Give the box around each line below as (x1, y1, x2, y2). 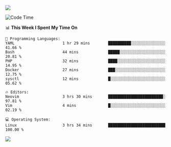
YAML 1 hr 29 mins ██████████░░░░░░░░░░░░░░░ (5, 41, 166, 46)
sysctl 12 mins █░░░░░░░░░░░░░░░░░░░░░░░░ (5, 76, 166, 81)
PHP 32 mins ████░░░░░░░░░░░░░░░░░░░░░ (5, 58, 166, 64)
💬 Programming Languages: (5, 36, 60, 41)
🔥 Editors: (5, 90, 29, 95)
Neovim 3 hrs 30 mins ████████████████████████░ (5, 94, 166, 99)
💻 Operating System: (5, 117, 51, 122)
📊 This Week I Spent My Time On (5, 24, 78, 31)
